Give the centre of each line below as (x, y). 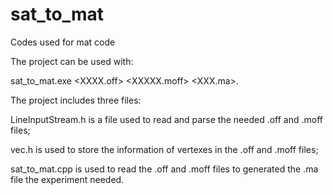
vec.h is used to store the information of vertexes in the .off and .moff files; (164, 149)
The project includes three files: (76, 100)
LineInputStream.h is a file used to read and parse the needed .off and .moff (166, 119)
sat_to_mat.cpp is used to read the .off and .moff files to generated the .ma (164, 169)
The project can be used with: (72, 61)
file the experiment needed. (67, 179)
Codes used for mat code (63, 42)
